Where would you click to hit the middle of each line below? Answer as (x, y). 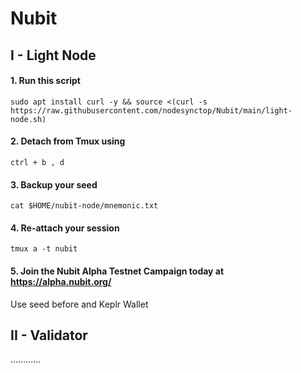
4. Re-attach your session (65, 228)
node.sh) (28, 119)
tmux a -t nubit (44, 249)
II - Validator (49, 335)
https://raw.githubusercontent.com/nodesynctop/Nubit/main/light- (151, 110)
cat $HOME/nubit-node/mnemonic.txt (84, 206)
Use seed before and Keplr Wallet (79, 304)
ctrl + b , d (37, 162)
